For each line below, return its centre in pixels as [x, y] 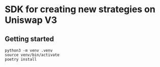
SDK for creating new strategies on [80, 9]
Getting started [29, 39]
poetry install [21, 59]
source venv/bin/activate [32, 55]
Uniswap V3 [31, 20]
